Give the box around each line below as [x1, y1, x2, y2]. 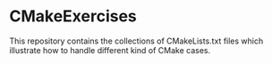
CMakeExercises [9, 6, 137, 27]
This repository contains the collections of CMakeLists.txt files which [9, 35, 264, 46]
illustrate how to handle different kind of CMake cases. [9, 44, 211, 55]
